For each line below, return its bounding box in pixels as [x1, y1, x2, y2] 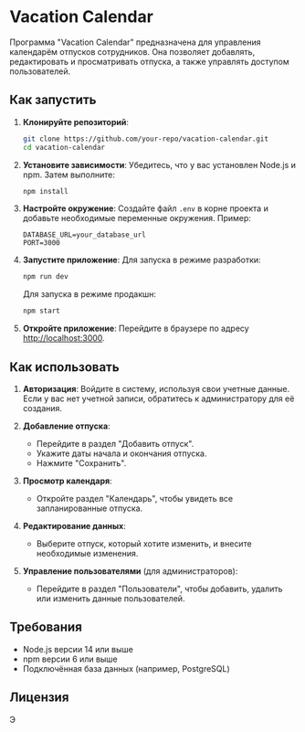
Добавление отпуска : [22, 420, 111, 431]
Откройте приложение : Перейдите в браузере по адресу [22, 323, 249, 334]
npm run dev [22, 272, 68, 281]
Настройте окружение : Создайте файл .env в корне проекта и [22, 203, 269, 214]
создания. [22, 402, 62, 413]
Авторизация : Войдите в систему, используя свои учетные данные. [22, 383, 290, 394]
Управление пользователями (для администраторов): [22, 565, 238, 577]
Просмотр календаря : [22, 475, 112, 486]
